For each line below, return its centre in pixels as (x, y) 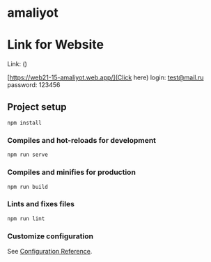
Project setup (37, 107)
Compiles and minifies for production (71, 172)
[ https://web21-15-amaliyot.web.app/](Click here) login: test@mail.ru (105, 77)
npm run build (28, 187)
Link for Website (56, 45)
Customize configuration (50, 236)
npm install (24, 123)
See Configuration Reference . (50, 252)
